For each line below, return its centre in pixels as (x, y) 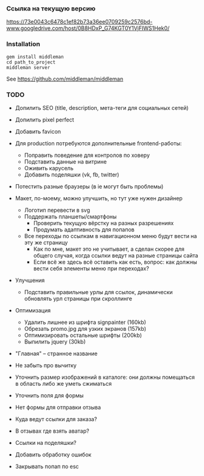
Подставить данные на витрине (65, 161)
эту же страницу (46, 242)
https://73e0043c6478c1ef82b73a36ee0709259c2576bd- (79, 22)
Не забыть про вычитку (46, 365)
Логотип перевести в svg (57, 210)
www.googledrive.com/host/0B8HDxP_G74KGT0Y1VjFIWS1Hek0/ (88, 28)
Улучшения (30, 280)
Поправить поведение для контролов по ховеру (87, 155)
